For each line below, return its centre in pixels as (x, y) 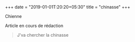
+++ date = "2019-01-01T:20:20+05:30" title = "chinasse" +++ (68, 7)
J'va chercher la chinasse (43, 35)
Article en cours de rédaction (34, 26)
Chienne (13, 16)
